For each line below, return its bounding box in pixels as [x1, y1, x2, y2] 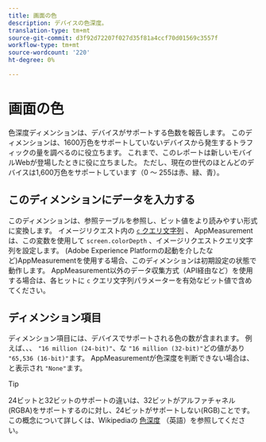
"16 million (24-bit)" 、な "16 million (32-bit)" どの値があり [37, 343, 245, 353]
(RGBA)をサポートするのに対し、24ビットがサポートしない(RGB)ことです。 [8, 405, 254, 415]
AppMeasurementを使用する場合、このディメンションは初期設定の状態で [17, 256, 256, 265]
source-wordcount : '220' [8, 49, 91, 57]
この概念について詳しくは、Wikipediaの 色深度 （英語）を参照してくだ [8, 416, 239, 425]
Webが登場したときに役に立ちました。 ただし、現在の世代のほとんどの [14, 157, 248, 167]
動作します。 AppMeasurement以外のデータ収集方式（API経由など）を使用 [8, 265, 253, 275]
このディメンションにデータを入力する [8, 193, 196, 207]
